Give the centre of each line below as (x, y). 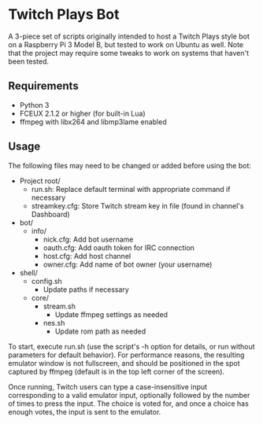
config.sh (47, 281)
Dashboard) (50, 214)
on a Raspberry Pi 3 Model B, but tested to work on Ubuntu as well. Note (126, 44)
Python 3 (34, 105)
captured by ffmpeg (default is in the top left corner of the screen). (117, 371)
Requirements (43, 86)
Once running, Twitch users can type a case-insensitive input (107, 386)
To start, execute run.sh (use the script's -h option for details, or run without (131, 346)
